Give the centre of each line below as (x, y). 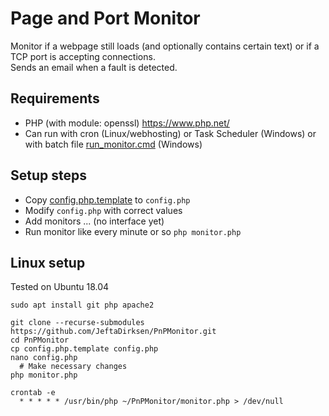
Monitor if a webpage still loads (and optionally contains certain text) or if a (165, 46)
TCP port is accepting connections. (83, 56)
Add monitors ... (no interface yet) (94, 221)
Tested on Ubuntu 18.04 (60, 287)
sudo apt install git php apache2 (82, 305)
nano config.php (44, 358)
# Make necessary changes (73, 367)
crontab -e (33, 393)
